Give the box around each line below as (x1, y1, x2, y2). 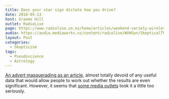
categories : (5, 40, 30, 45)
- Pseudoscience (10, 53, 44, 59)
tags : (5, 49, 17, 54)
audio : (5, 30, 19, 35)
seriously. (5, 88, 26, 94)
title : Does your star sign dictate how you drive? (5, 7, 116, 12)
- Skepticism (10, 44, 37, 49)
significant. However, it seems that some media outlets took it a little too (5, 83, 154, 89)
